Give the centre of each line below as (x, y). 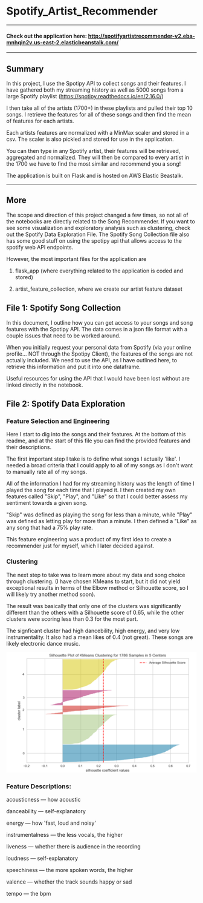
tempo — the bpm (29, 894)
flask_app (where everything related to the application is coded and (99, 271)
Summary (25, 69)
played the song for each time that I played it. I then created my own (91, 490)
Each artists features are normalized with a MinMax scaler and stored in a (98, 132)
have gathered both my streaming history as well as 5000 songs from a (95, 90)
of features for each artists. (40, 121)
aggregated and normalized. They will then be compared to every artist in (98, 157)
